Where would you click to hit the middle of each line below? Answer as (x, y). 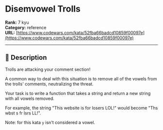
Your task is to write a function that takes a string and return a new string (78, 93)
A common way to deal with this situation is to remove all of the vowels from (81, 79)
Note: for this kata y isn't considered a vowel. (50, 122)
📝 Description (26, 57)
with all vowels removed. (30, 98)
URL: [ (11, 32)
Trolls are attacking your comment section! (48, 69)
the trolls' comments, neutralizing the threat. (49, 84)
